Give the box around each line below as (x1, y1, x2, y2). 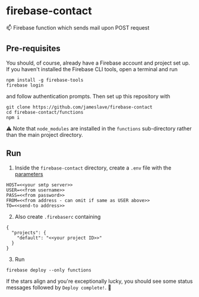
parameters (14, 170, 43, 177)
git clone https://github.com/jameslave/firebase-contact (6, 104, 153, 110)
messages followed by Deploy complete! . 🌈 (6, 283, 112, 291)
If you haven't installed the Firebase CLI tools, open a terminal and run (6, 65, 178, 72)
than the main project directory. (6, 131, 83, 138)
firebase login (6, 82, 44, 88)
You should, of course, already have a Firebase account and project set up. (6, 59, 190, 66)
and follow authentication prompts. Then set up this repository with (6, 92, 170, 100)
